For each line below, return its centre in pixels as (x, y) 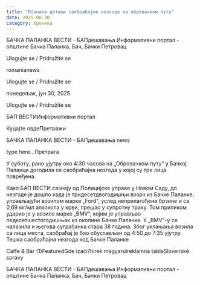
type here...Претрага (33, 152)
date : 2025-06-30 (28, 18)
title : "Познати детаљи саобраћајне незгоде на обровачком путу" (90, 12)
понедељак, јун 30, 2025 (38, 94)
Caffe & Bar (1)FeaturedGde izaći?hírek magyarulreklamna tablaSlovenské (98, 251)
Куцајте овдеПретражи (36, 129)
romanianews (23, 70)
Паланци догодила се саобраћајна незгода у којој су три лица (86, 170)
